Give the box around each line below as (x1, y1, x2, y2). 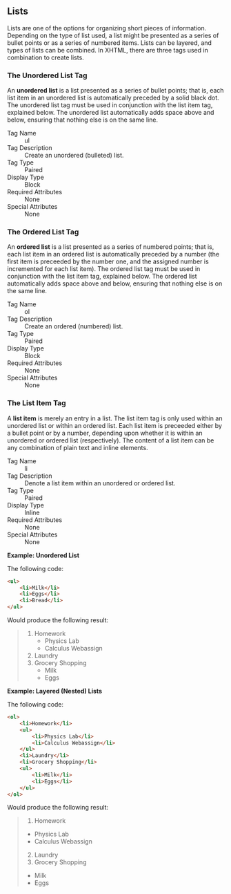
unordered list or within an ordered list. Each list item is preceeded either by (7, 421, 223, 429)
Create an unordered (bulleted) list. (24, 151, 124, 160)
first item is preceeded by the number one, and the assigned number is (7, 257, 209, 266)
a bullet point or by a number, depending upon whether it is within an (7, 429, 203, 437)
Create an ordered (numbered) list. (24, 322, 123, 330)
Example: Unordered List (7, 551, 80, 559)
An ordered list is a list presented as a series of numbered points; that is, (7, 243, 214, 251)
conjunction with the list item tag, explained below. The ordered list (7, 272, 198, 281)
